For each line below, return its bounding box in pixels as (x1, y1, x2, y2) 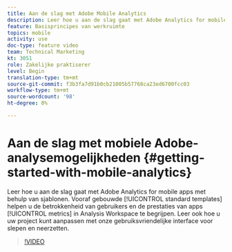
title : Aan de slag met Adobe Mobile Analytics (7, 10, 147, 17)
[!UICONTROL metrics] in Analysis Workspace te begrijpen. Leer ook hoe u (7, 209, 221, 218)
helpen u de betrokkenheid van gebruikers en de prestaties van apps (7, 202, 203, 210)
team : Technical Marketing (7, 49, 85, 56)
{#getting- (143, 150, 205, 166)
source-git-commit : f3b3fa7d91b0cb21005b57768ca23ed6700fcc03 (7, 81, 190, 87)
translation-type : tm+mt (7, 74, 79, 81)
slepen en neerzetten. (7, 224, 70, 232)
